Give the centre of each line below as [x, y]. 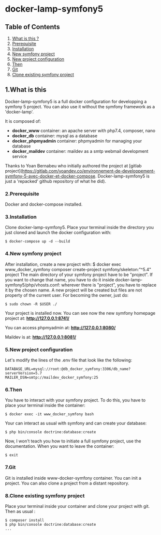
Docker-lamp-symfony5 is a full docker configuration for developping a [76, 101]
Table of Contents [33, 27]
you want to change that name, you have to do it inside [60, 279]
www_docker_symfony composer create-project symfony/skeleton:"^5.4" [78, 269]
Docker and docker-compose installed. [44, 204]
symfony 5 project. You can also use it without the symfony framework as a [80, 106]
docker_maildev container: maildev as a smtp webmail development [80, 151]
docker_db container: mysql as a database [55, 136]
